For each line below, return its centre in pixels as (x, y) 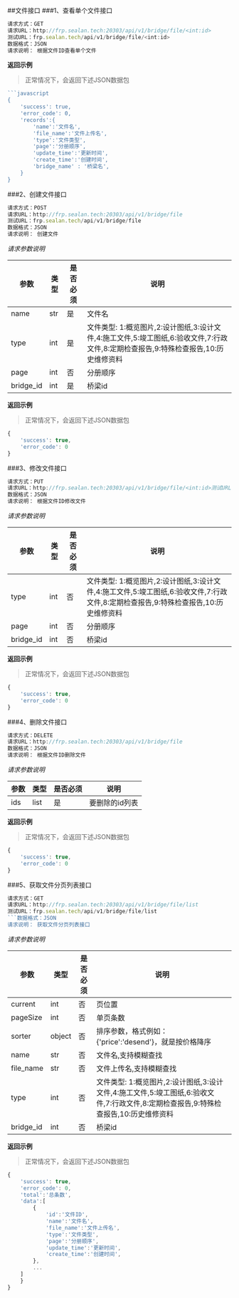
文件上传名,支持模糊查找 (136, 1069)
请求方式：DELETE (30, 735)
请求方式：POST (27, 208)
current (23, 1004)
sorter (21, 1036)
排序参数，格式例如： (132, 1031)
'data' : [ (33, 1201)
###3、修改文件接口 (37, 468)
